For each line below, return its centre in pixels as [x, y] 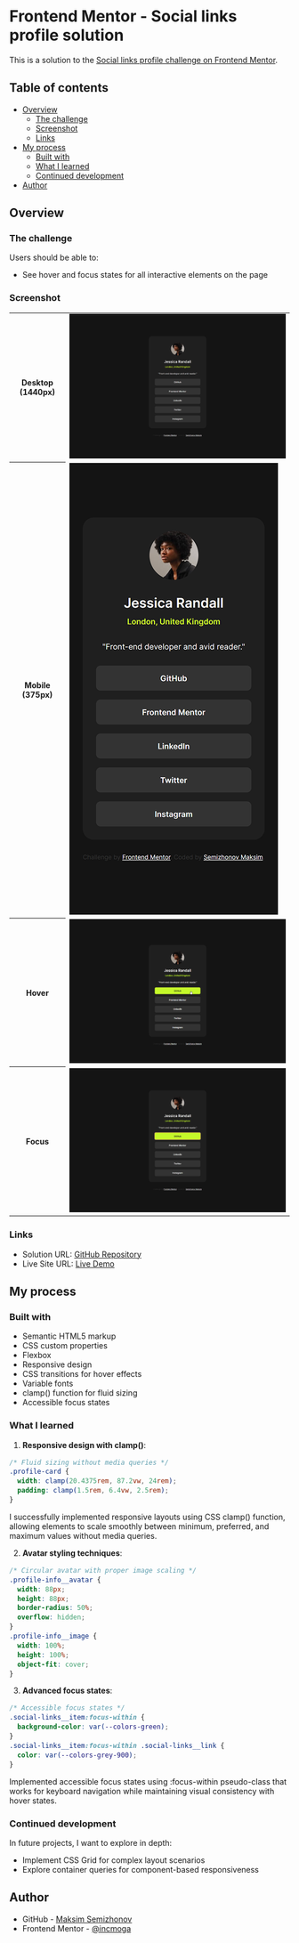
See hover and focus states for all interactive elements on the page [145, 275]
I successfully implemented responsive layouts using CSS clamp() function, [148, 1517]
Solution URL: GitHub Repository [82, 1254]
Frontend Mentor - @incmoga [77, 1928]
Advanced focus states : [67, 1691]
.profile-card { [39, 1472]
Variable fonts [48, 1384]
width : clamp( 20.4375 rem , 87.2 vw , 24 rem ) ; [97, 1481]
